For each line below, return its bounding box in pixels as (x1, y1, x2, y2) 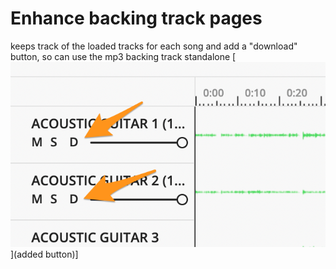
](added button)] (10, 248, 79, 260)
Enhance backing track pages (10, 7, 263, 30)
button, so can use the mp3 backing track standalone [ (10, 50, 237, 62)
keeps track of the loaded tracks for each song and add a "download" (10, 40, 298, 52)
